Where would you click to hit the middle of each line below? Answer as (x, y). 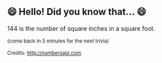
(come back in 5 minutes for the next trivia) (58, 41)
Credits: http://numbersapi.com (44, 53)
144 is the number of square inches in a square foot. (81, 28)
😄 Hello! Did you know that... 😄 (77, 12)
